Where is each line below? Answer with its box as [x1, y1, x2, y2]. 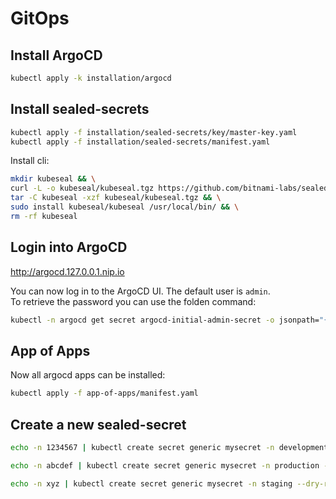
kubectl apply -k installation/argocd [10, 73, 172, 83]
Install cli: [10, 155, 50, 167]
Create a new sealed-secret [10, 416, 187, 433]
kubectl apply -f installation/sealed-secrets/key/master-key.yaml [10, 127, 298, 137]
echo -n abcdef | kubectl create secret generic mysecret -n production [10, 460, 320, 471]
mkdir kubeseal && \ [10, 174, 97, 184]
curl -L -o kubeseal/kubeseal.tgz [10, 183, 155, 194]
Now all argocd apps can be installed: [10, 369, 166, 381]
